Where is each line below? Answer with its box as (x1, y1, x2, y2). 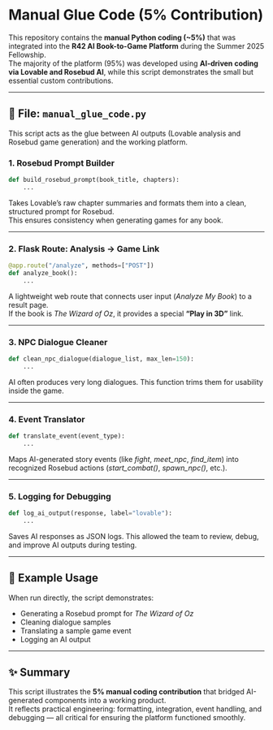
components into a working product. (44, 696, 167, 706)
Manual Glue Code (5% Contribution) (8, 6, 264, 24)
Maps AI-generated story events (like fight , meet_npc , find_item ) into (8, 454, 240, 464)
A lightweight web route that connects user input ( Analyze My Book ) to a (8, 291, 252, 301)
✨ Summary (8, 666, 71, 680)
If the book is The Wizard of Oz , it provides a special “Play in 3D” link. (8, 309, 244, 318)
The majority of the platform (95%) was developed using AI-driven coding (8, 58, 258, 68)
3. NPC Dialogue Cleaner (8, 336, 108, 348)
